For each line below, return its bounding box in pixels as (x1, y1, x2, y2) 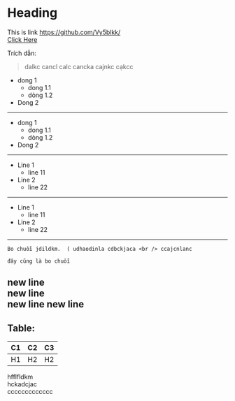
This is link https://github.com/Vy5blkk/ (7, 28, 121, 36)
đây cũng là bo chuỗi (7, 257, 71, 265)
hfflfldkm (7, 372, 34, 381)
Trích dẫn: (7, 49, 36, 57)
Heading (7, 5, 58, 21)
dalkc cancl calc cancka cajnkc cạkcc (24, 62, 134, 71)
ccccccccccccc (7, 388, 53, 396)
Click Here (7, 35, 38, 43)
